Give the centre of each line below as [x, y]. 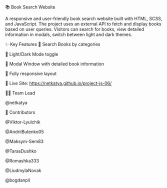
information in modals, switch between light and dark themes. [69, 34]
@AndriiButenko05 [24, 132]
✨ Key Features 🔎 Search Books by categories [53, 44]
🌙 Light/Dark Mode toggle [32, 54]
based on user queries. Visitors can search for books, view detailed [74, 29]
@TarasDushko [21, 151]
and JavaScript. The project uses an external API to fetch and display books [83, 24]
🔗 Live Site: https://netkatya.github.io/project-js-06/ [58, 83]
